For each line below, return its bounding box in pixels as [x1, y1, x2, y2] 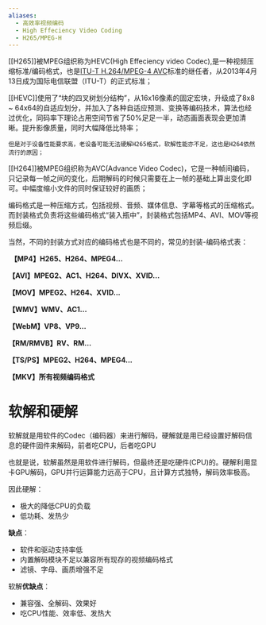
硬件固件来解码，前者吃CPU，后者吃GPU [21, 441, 156, 450]
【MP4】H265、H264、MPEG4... [10, 254, 123, 264]
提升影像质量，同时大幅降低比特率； [21, 123, 141, 133]
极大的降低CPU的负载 [19, 501, 91, 511]
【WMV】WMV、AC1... [8, 305, 87, 314]
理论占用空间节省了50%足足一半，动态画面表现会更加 [63, 113, 240, 123]
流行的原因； [8, 149, 44, 157]
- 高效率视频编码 [15, 19, 64, 27]
